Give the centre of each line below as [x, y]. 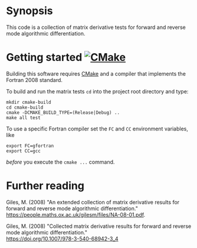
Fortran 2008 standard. [35, 80]
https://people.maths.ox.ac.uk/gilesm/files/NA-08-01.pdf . [76, 214]
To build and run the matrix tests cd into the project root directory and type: [97, 91]
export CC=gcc [24, 151]
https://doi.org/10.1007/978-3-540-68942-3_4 [62, 239]
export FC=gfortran [30, 146]
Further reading [45, 186]
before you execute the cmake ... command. [60, 162]
